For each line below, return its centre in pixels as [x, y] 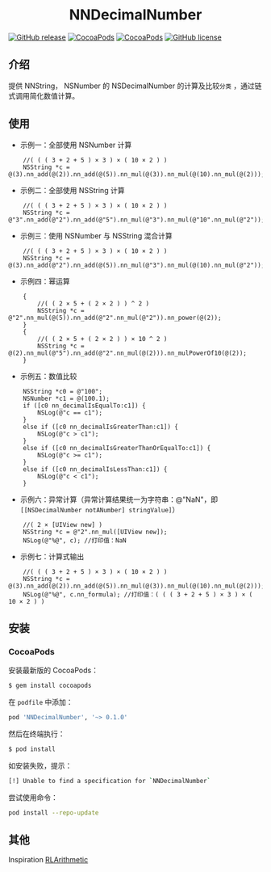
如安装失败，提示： [40, 765]
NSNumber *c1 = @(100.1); [67, 398]
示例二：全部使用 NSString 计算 [72, 190]
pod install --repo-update [54, 813]
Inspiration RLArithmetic [48, 860]
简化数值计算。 [54, 95]
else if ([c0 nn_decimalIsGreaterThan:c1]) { [101, 427]
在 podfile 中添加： [41, 702]
